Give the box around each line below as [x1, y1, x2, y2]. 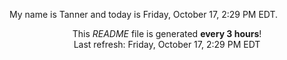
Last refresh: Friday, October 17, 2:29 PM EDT [73, 39, 261, 50]
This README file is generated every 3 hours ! [72, 28, 262, 39]
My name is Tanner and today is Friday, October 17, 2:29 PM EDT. [9, 9, 279, 20]
